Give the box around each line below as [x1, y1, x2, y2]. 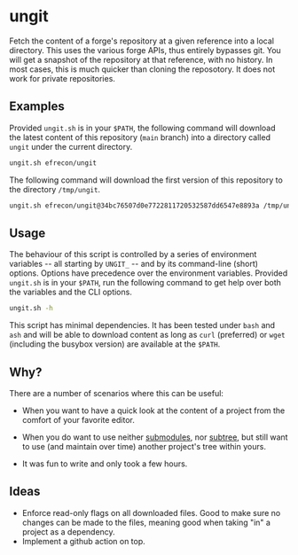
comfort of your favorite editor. [21, 415, 135, 425]
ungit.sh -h [9, 304, 53, 313]
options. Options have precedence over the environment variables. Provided [9, 268, 288, 278]
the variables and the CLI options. [9, 286, 133, 298]
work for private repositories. [9, 73, 115, 83]
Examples [9, 99, 65, 114]
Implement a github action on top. [21, 535, 146, 546]
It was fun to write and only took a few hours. [21, 458, 188, 469]
